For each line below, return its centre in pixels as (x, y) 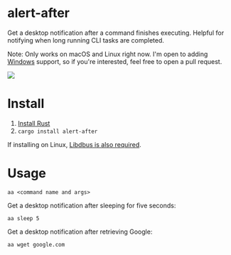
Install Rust (34, 123)
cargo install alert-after (58, 131)
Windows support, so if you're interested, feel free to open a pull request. (115, 61)
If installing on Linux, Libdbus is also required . (75, 144)
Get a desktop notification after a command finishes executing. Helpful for (116, 33)
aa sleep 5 (23, 218)
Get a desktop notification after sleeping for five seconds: (92, 205)
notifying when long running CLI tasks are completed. (86, 40)
